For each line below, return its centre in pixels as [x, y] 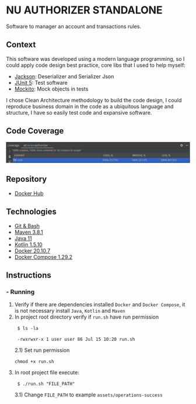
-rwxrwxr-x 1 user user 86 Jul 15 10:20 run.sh [76, 340]
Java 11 [23, 238]
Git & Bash [27, 226]
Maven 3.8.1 [29, 232]
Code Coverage [35, 131]
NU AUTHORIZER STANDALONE [84, 10]
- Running [20, 292]
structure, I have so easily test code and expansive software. [79, 112]
